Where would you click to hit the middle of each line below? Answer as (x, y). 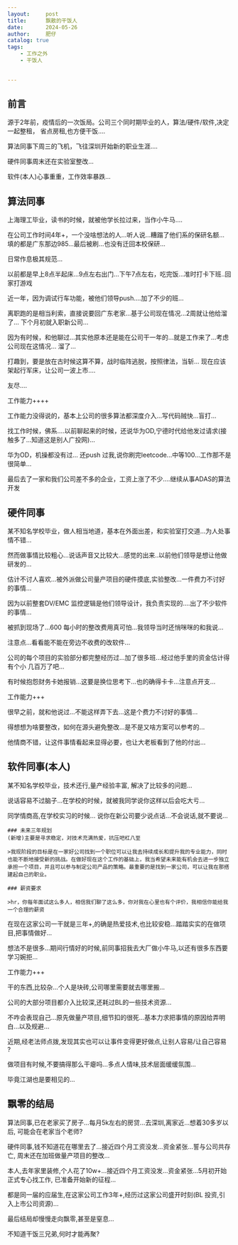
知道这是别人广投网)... (64, 440)
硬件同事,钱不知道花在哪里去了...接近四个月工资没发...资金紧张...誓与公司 (113, 1146)
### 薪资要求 (25, 888)
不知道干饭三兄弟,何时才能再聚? (54, 1234)
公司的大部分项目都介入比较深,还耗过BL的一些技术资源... (90, 1002)
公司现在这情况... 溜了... (42, 346)
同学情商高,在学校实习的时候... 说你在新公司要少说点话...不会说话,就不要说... (118, 815)
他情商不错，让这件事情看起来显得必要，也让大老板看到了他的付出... (107, 743)
